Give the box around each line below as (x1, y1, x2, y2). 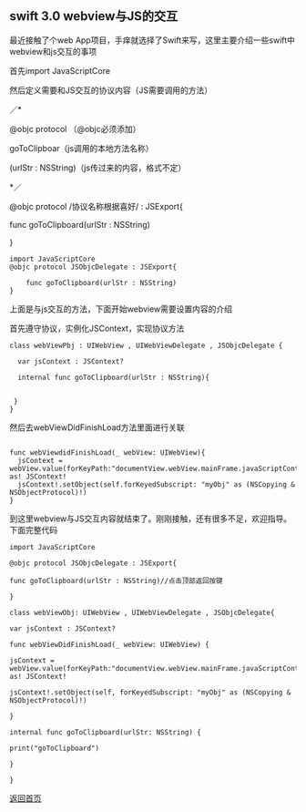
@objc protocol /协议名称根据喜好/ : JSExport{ (9, 200, 184, 211)
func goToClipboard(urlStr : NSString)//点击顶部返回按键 (9, 576, 223, 585)
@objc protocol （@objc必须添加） (9, 123, 141, 134)
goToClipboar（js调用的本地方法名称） (9, 142, 154, 153)
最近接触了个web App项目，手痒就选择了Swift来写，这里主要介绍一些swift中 (9, 35, 296, 46)
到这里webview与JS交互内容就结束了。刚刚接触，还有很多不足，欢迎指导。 (9, 513, 292, 524)
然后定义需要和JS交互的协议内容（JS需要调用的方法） (9, 85, 212, 96)
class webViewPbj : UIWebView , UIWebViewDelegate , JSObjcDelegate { (9, 341, 283, 350)
